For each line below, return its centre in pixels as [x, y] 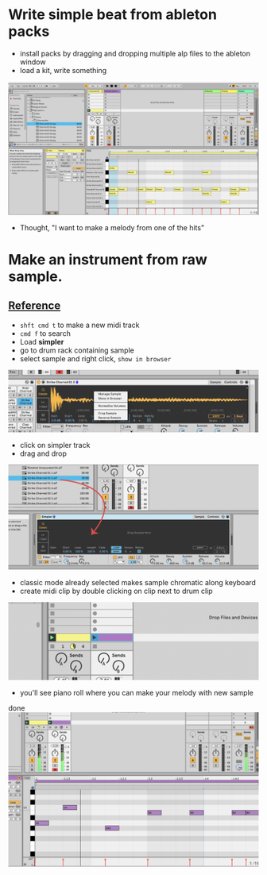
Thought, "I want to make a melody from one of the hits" [112, 227]
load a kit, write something [63, 70]
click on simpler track [55, 445]
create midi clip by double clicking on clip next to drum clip [116, 591]
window [33, 62]
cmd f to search [45, 333]
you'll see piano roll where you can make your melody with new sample [137, 693]
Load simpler [42, 341]
